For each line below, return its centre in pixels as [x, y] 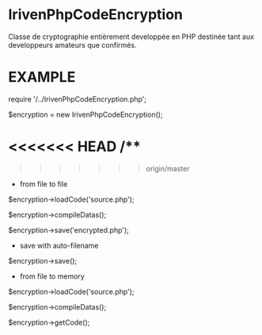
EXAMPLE [42, 77]
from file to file [44, 183]
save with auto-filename [59, 245]
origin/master [168, 168]
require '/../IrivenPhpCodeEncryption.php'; [78, 99]
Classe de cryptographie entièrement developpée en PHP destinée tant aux [131, 37]
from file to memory [52, 276]
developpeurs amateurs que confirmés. [72, 44]
